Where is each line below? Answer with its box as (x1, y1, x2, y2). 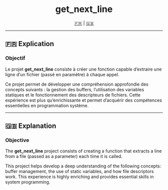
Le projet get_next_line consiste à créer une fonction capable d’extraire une (5, 66, 162, 72)
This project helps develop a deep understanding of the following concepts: (5, 163, 161, 169)
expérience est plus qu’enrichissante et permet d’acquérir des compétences (5, 97, 162, 103)
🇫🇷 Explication (5, 40, 54, 48)
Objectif (5, 55, 25, 62)
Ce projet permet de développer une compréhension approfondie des (5, 81, 148, 87)
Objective (5, 136, 29, 143)
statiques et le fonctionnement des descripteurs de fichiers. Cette (5, 92, 141, 98)
